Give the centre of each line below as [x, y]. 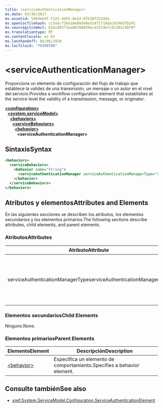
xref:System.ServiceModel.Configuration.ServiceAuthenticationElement [83, 400]
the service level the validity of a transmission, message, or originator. [75, 99]
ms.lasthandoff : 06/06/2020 [33, 41]
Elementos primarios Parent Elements [50, 338]
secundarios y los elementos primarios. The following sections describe [76, 220]
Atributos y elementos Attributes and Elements [77, 203]
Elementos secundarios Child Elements [52, 315]
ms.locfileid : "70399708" [31, 46]
